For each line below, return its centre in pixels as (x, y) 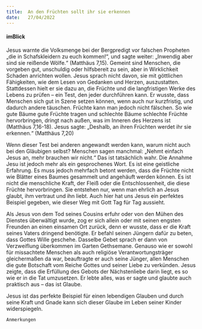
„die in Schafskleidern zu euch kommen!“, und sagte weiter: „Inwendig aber (100, 56)
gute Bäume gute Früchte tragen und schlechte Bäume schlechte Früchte (97, 114)
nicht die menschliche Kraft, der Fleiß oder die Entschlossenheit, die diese (98, 183)
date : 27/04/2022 (31, 17)
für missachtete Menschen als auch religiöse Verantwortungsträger (90, 252)
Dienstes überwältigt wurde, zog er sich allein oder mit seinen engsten (93, 220)
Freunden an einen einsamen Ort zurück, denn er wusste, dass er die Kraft (99, 227)
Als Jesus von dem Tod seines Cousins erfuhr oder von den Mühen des (95, 214)
